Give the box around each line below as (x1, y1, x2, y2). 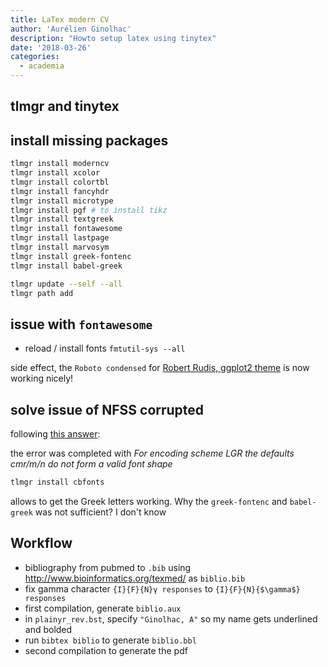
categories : (10, 52, 60, 62)
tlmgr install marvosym (10, 242, 110, 253)
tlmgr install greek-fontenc (10, 251, 132, 261)
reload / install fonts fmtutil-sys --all (24, 342, 186, 355)
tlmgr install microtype (10, 196, 114, 206)
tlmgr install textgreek (10, 214, 114, 225)
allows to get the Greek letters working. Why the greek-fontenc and (10, 495, 288, 507)
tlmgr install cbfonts (10, 477, 105, 488)
